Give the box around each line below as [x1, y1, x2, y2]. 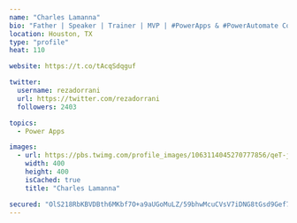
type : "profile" [9, 37, 69, 47]
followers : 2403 [17, 103, 77, 111]
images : [9, 142, 38, 151]
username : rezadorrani [17, 86, 101, 95]
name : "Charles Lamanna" [9, 12, 101, 22]
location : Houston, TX [9, 29, 93, 38]
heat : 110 [9, 46, 46, 55]
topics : [9, 119, 38, 127]
